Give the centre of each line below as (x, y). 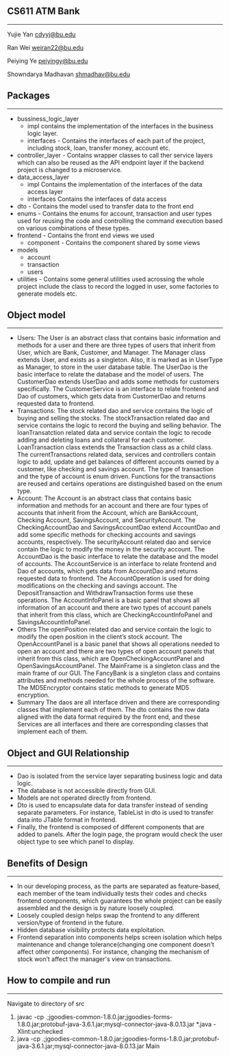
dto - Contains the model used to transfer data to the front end (105, 206)
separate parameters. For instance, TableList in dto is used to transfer (115, 813)
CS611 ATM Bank (43, 11)
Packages (28, 96)
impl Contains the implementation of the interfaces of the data (115, 184)
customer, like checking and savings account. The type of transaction (115, 469)
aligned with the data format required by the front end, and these (108, 717)
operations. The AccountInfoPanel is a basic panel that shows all (108, 600)
